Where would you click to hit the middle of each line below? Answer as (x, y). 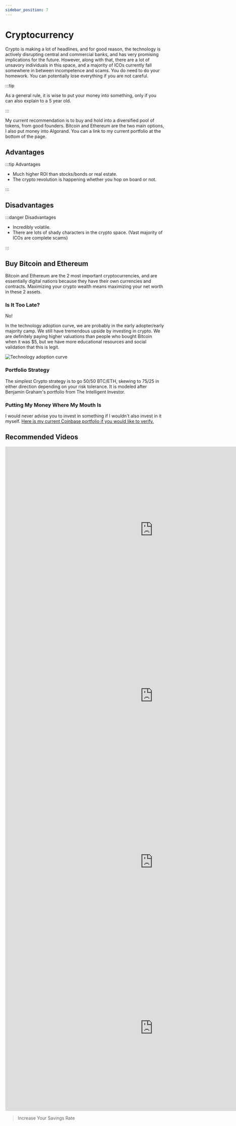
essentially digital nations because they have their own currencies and (78, 281)
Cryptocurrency (40, 35)
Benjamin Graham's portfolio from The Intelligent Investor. (65, 391)
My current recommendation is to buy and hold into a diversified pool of (80, 120)
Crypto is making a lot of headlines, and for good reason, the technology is (83, 49)
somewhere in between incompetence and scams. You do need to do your (82, 70)
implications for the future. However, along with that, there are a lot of (77, 60)
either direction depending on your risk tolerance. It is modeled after (76, 386)
